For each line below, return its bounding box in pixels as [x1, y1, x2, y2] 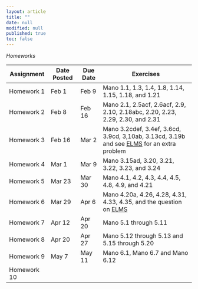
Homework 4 [9, 160, 45, 168]
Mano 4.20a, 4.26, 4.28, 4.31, [103, 191, 187, 198]
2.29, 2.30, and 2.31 [103, 116, 161, 123]
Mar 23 [51, 178, 71, 185]
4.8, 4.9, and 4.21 [103, 181, 153, 189]
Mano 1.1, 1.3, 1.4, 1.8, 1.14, [103, 84, 184, 91]
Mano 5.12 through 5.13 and [103, 232, 184, 239]
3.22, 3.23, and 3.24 [103, 164, 161, 172]
